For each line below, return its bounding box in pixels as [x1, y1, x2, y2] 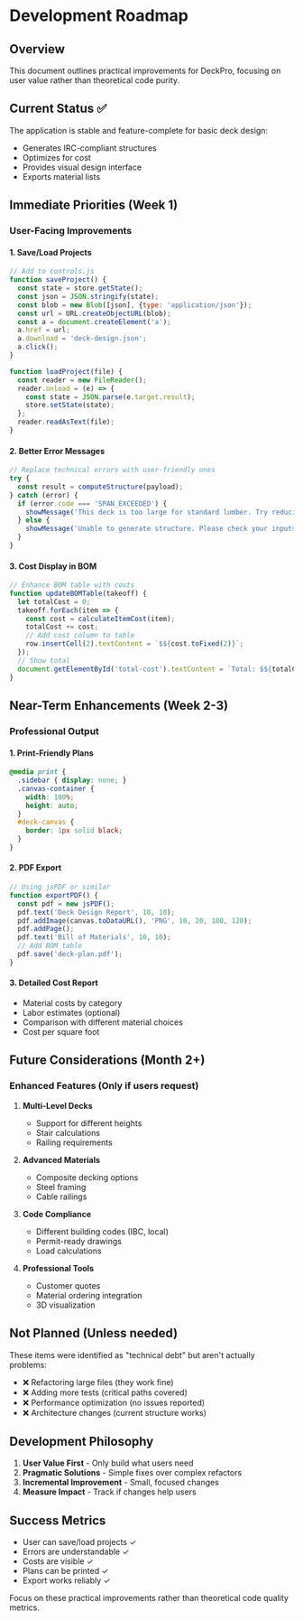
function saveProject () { [9, 275, 106, 284]
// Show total [17, 656, 70, 665]
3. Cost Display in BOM [9, 561, 97, 572]
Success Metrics [9, 1513, 106, 1528]
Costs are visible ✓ [22, 1556, 95, 1567]
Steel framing [35, 1181, 87, 1192]
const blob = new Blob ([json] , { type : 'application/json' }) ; [17, 300, 252, 310]
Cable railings [35, 1191, 87, 1202]
